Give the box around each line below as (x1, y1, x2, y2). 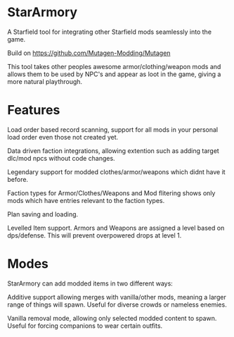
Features (7, 102, 60, 118)
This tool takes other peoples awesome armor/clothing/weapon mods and (7, 62, 221, 71)
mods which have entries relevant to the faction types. (7, 196, 165, 204)
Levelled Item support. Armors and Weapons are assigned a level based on (7, 223, 225, 232)
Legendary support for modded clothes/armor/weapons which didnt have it (7, 167, 226, 176)
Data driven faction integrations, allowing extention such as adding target (7, 146, 219, 155)
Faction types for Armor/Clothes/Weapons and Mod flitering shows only (7, 188, 216, 197)
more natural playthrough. (7, 77, 83, 85)
